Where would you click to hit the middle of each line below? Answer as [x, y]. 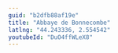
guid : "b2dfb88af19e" [44, 15]
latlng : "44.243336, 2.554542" [59, 30]
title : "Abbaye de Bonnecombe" [59, 23]
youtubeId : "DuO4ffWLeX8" [50, 37]
